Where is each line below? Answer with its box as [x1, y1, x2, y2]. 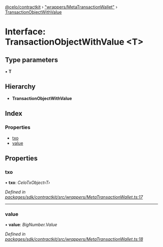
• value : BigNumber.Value [5, 222, 57, 228]
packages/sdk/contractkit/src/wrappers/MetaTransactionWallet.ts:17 [5, 194, 143, 200]
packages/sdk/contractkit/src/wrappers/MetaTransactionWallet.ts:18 [5, 236, 143, 242]
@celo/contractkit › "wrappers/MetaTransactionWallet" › [5, 4, 118, 10]
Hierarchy [5, 82, 36, 91]
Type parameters [5, 56, 58, 64]
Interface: [5, 26, 46, 37]
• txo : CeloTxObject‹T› [5, 180, 50, 185]
